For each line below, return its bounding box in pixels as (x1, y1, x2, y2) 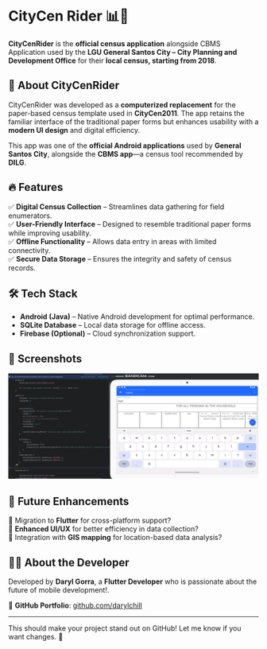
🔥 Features (8, 181, 64, 194)
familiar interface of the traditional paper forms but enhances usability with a (8, 117, 259, 126)
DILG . (8, 157, 27, 167)
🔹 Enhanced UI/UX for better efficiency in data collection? (8, 524, 199, 534)
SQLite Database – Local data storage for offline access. (19, 321, 207, 330)
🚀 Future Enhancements (8, 495, 130, 508)
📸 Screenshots (8, 352, 83, 365)
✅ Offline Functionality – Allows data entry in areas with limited (8, 236, 217, 246)
